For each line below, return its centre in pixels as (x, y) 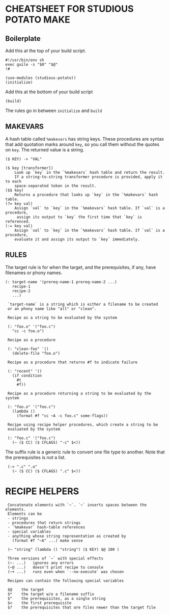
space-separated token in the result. (55, 186)
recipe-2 (21, 291)
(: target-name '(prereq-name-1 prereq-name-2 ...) (61, 282)
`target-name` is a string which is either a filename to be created (83, 304)
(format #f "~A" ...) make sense (47, 541)
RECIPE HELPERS (42, 491)
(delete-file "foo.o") (36, 353)
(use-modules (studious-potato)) (41, 78)
